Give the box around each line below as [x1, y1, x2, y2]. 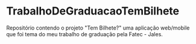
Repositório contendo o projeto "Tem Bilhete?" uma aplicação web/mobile [6, 24, 190, 31]
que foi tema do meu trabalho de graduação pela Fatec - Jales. [6, 30, 163, 37]
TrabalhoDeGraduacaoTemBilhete [6, 4, 180, 18]
